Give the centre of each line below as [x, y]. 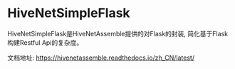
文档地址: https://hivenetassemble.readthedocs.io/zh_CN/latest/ [101, 58]
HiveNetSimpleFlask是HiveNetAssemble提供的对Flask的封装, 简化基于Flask [118, 33]
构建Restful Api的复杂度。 [45, 42]
